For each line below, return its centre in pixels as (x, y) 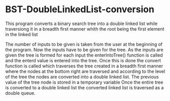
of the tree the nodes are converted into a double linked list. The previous (82, 77)
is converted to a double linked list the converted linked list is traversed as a (84, 87)
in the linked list (22, 34)
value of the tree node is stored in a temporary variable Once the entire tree (84, 82)
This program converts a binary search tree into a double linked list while (81, 23)
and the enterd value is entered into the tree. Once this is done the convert (83, 60)
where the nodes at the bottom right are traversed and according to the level (85, 71)
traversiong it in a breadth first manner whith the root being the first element (85, 29)
